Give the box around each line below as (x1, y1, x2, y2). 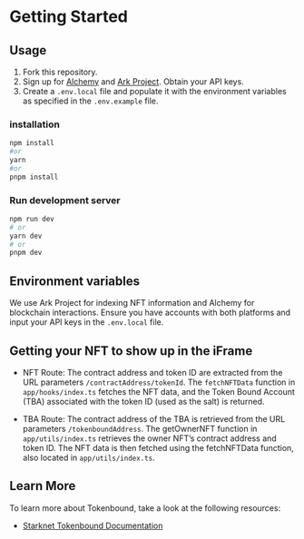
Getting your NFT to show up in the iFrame (9, 343, 253, 358)
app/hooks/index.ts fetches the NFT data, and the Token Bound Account (22, 386, 295, 397)
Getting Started (9, 6, 129, 27)
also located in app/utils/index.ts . (22, 452, 156, 463)
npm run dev (9, 214, 54, 223)
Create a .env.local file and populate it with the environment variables (22, 86, 288, 96)
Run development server (9, 193, 121, 206)
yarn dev (9, 231, 43, 240)
